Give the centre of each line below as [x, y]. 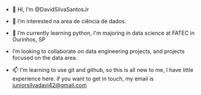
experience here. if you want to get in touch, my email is [83, 79]
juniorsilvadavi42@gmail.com [49, 85]
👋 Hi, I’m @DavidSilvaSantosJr [51, 9]
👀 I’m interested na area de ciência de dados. [69, 21]
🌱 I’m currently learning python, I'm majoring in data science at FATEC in [103, 33]
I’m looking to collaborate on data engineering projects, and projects [98, 51]
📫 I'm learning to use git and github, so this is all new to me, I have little [103, 70]
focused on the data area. [45, 58]
